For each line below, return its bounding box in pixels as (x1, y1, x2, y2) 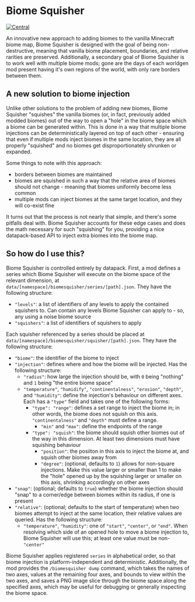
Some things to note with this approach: (6, 159, 102, 166)
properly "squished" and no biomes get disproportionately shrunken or (6, 142, 177, 149)
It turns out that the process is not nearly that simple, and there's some (6, 213, 177, 220)
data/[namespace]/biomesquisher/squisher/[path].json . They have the (6, 336, 177, 343)
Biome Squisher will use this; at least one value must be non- (23, 534, 170, 542)
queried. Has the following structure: (14, 516, 103, 523)
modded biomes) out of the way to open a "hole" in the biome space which (6, 117, 187, 124)
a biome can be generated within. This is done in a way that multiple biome (6, 123, 186, 130)
